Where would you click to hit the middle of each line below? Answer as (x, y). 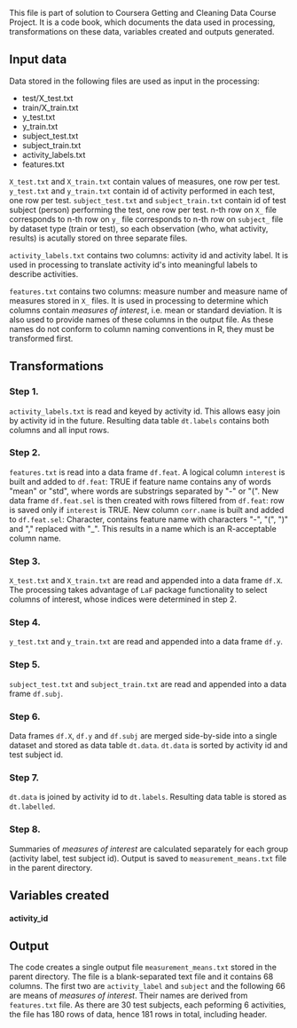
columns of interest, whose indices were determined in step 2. (123, 599)
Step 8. (25, 829)
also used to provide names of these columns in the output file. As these (141, 320)
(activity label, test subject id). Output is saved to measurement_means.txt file (148, 858)
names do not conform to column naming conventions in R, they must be (142, 328)
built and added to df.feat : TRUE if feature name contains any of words (141, 481)
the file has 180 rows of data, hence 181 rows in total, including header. (138, 1015)
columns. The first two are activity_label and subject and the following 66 (148, 986)
